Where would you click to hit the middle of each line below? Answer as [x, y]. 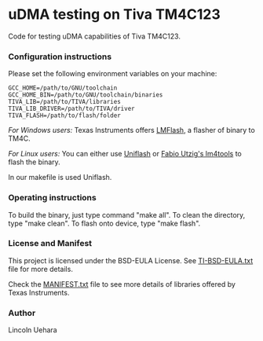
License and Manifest [50, 244]
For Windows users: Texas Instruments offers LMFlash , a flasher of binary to [131, 130]
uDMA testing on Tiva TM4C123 [115, 15]
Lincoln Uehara [33, 330]
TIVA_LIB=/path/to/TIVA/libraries [65, 102]
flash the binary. [34, 162]
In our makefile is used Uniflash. [60, 178]
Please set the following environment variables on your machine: [113, 74]
